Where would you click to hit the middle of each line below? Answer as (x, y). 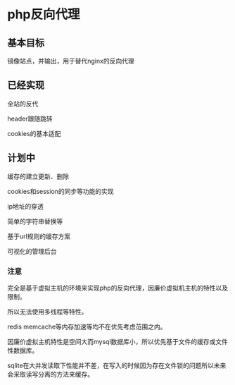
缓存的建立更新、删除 (38, 176)
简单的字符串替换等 (35, 221)
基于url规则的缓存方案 (39, 236)
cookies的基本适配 (34, 133)
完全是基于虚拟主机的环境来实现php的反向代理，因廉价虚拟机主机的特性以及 (118, 288)
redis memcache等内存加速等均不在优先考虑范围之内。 (87, 326)
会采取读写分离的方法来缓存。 (50, 374)
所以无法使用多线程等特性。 (47, 312)
